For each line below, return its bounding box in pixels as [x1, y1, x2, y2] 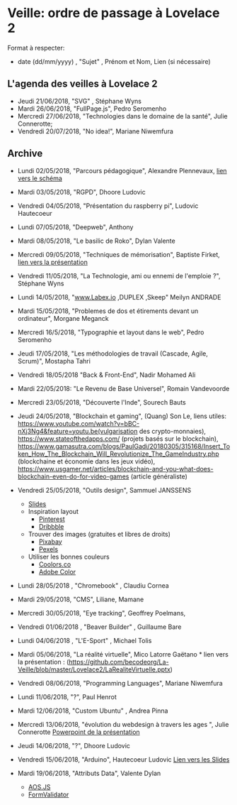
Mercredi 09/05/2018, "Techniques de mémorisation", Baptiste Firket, [17, 250, 221, 258]
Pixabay [38, 537, 62, 546]
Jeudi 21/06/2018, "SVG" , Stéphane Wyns [17, 97, 141, 105]
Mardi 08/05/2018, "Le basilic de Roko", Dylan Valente [17, 236, 175, 245]
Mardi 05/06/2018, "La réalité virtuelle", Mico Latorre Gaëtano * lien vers [17, 650, 229, 658]
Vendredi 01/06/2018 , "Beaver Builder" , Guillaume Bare [17, 623, 182, 631]
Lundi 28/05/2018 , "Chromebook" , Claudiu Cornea [17, 581, 170, 590]
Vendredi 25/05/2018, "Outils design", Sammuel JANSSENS [17, 486, 192, 494]
